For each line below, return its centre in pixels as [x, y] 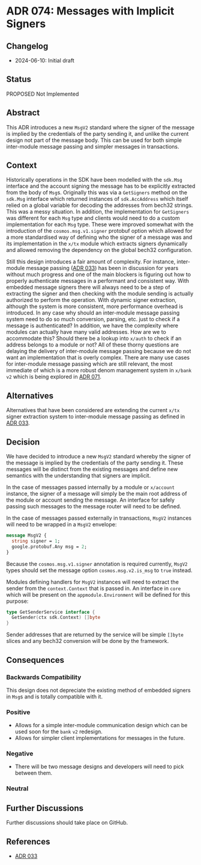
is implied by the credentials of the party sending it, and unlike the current [97, 134]
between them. [34, 773]
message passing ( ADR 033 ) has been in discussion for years [102, 268]
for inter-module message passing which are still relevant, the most [89, 364]
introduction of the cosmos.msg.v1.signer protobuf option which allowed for [99, 231]
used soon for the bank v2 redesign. [59, 731]
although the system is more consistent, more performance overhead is [95, 306]
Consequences [35, 660]
